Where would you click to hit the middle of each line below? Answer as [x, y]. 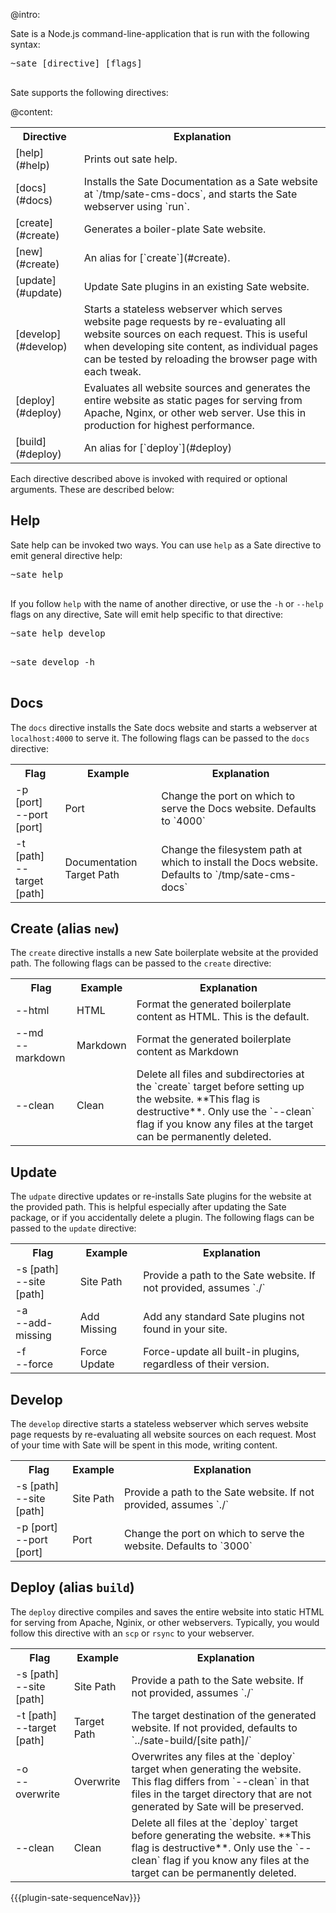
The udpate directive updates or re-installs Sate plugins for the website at [161, 1196]
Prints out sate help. [130, 159]
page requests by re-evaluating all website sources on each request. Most [163, 1435]
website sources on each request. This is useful [195, 334]
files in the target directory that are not [221, 1794]
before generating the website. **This [221, 1835]
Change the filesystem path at [232, 849]
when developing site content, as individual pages [201, 346]
